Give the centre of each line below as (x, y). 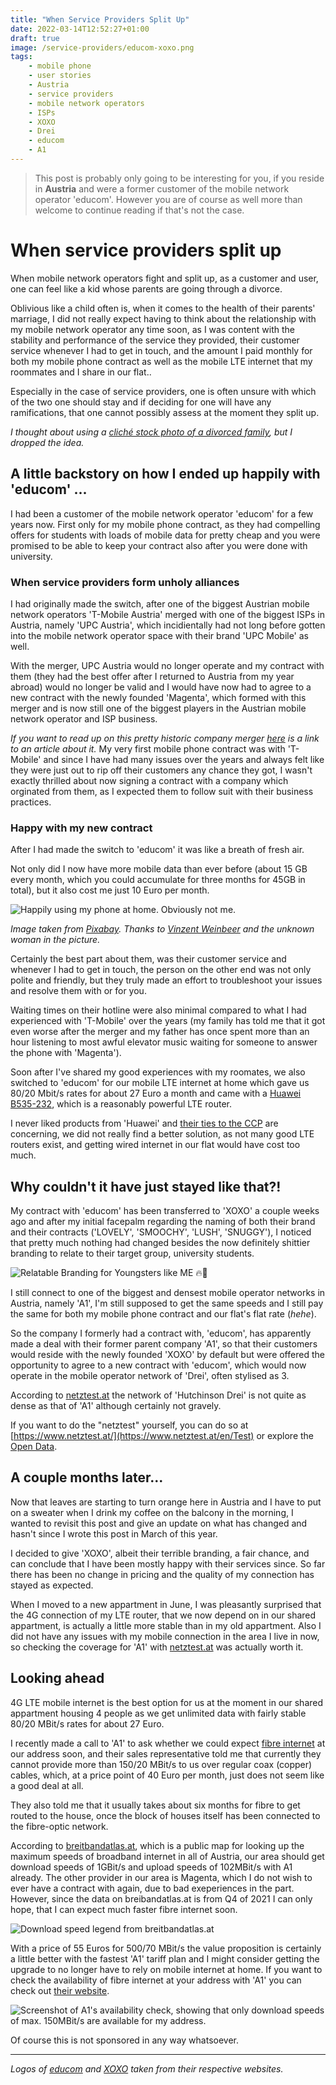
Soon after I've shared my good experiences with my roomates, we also (158, 1072)
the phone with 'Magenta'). (66, 1053)
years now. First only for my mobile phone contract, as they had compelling (165, 524)
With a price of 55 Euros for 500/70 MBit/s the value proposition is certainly (166, 1948)
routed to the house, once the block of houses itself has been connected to (165, 1815)
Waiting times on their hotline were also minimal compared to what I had (158, 1010)
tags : (21, 57)
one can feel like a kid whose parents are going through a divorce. (146, 288)
